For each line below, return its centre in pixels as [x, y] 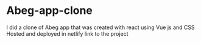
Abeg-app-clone [50, 11]
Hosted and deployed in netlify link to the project [67, 33]
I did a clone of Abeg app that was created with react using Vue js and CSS [100, 27]
